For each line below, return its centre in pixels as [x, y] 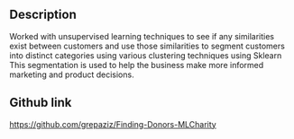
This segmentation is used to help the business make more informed [137, 65]
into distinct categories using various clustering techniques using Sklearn [146, 55]
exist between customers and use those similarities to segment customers [147, 46]
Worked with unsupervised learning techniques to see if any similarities [142, 36]
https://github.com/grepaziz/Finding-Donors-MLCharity [113, 124]
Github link [41, 103]
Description [43, 15]
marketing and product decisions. [72, 74]
